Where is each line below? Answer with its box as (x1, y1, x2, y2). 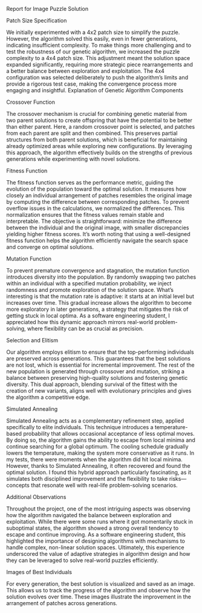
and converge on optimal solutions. (6, 243, 94, 251)
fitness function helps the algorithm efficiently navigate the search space (6, 237, 189, 244)
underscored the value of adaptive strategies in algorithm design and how (6, 550, 191, 557)
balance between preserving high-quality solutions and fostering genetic (6, 374, 188, 381)
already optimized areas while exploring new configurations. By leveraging (6, 143, 192, 149)
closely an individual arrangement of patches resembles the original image (6, 192, 192, 199)
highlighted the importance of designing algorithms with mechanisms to (6, 537, 186, 544)
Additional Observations (6, 493, 67, 500)
